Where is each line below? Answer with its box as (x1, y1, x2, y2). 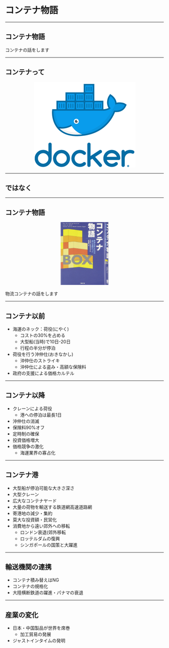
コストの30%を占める (20, 332, 65, 338)
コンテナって (5, 68, 45, 76)
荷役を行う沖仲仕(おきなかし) (12, 351, 74, 357)
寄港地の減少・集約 (12, 510, 53, 516)
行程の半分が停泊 (20, 344, 56, 351)
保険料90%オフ (12, 424, 45, 430)
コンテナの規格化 (12, 583, 48, 589)
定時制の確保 (12, 430, 39, 437)
